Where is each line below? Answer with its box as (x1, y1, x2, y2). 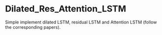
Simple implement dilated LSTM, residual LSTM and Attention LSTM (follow (5, 19, 157, 25)
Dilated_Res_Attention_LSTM (5, 3, 127, 14)
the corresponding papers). (5, 24, 61, 30)
